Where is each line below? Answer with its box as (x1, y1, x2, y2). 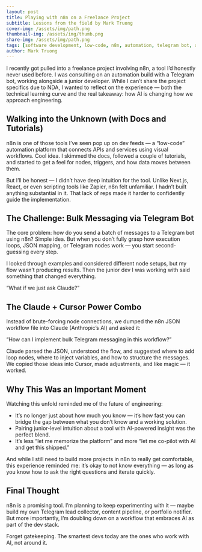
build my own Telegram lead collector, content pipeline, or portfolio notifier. (6, 508, 192, 515)
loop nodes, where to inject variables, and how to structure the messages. (6, 354, 190, 361)
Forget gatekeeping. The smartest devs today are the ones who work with (6, 532, 189, 539)
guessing (6, 248, 29, 256)
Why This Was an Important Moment (6, 384, 147, 394)
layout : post (6, 8, 39, 15)
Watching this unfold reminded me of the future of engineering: (6, 400, 163, 407)
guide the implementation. (6, 196, 71, 203)
